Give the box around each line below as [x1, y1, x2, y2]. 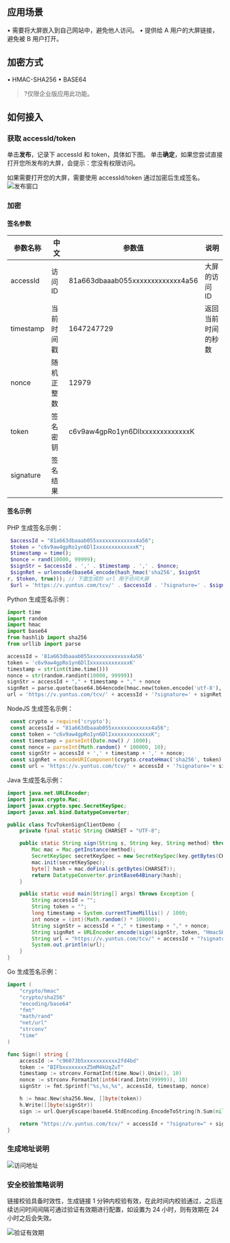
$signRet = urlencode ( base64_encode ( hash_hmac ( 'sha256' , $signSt [10, 569, 201, 576]
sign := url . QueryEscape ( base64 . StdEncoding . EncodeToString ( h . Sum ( [19, 1108, 216, 1115]
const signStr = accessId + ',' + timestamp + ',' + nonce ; [10, 750, 186, 757]
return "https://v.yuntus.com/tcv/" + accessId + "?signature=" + [19, 1120, 213, 1127]
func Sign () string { [7, 1051, 69, 1058]
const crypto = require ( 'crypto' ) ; [10, 719, 112, 725]
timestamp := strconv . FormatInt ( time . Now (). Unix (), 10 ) [19, 1070, 183, 1077]
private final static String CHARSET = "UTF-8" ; [19, 828, 161, 834]
